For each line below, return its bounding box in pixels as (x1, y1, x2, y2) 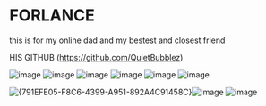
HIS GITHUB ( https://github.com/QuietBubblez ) (9, 52, 184, 62)
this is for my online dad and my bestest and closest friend (9, 35, 226, 45)
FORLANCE (9, 5, 96, 26)
